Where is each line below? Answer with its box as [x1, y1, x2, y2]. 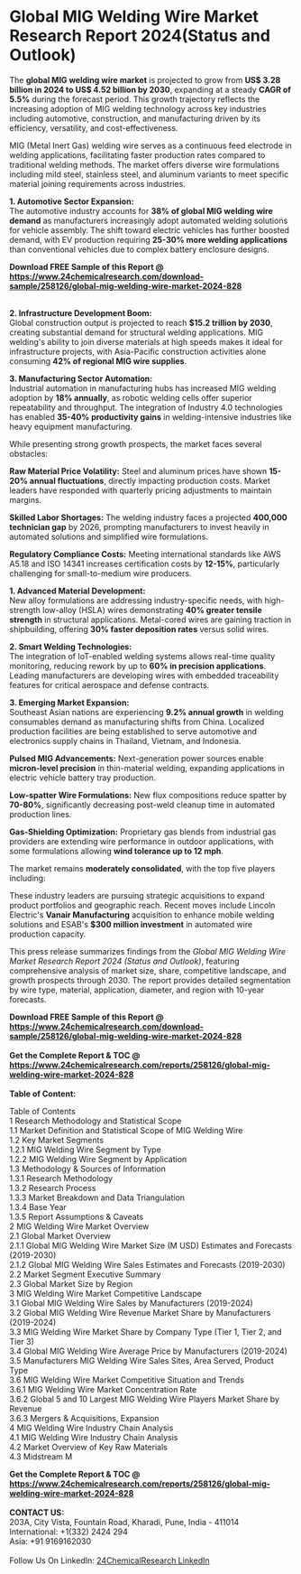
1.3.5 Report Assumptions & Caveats [9, 1211, 144, 1222]
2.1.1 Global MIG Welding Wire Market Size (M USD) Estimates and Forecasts [9, 1240, 293, 1251]
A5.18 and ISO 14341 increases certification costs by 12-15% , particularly [9, 558, 280, 569]
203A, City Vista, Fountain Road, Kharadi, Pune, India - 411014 [9, 1516, 240, 1527]
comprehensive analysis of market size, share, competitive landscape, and [9, 964, 287, 976]
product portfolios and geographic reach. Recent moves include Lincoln [9, 899, 276, 910]
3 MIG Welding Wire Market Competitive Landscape [9, 1288, 203, 1299]
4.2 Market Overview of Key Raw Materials [9, 1441, 169, 1452]
